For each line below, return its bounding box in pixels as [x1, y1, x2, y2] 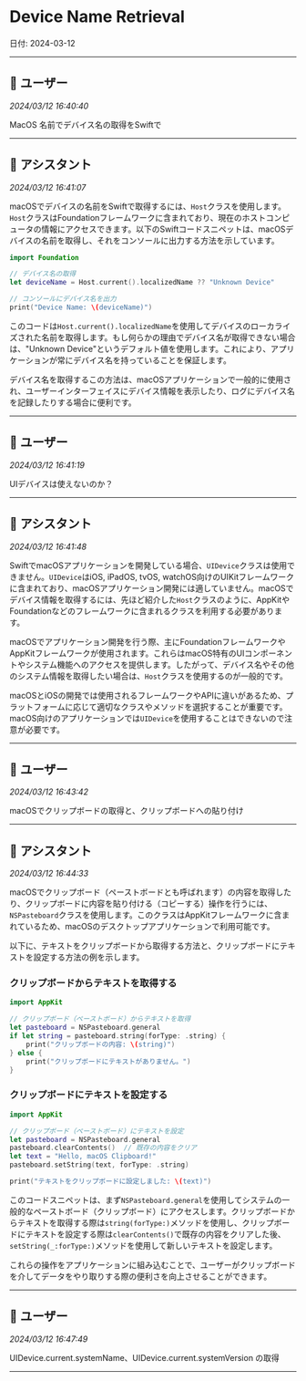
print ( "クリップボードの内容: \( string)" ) [25, 1040, 176, 1049]
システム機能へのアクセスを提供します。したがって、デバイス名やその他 [25, 659, 294, 670]
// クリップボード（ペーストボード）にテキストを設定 [9, 1127, 184, 1136]
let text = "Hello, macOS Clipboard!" [9, 1152, 157, 1161]
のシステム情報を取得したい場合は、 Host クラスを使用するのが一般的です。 [9, 670, 289, 681]
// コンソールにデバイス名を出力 [9, 295, 117, 304]
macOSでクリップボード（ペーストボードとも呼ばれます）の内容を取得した [9, 887, 292, 898]
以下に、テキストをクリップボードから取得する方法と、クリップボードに [9, 940, 280, 951]
